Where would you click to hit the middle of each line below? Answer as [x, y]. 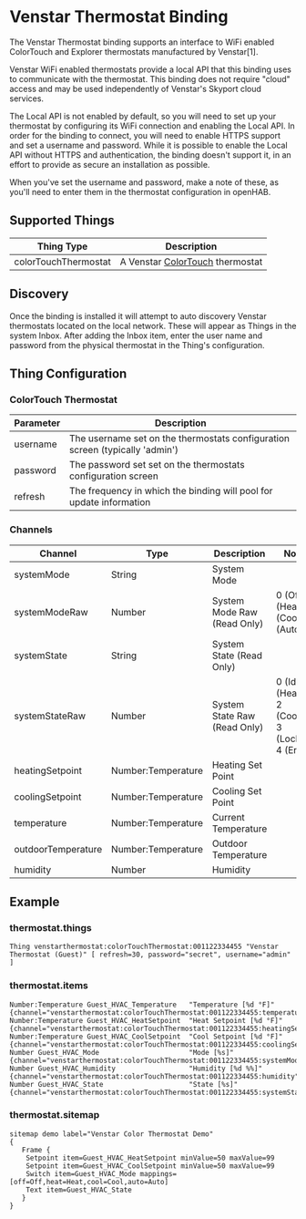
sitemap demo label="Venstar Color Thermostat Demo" [112, 1134]
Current [229, 817]
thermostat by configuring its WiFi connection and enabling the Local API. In [153, 126]
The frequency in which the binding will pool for [171, 491]
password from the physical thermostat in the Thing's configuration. [138, 345]
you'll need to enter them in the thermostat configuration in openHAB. [140, 191]
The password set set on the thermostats [157, 465]
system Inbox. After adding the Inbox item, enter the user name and [136, 336]
